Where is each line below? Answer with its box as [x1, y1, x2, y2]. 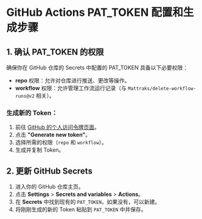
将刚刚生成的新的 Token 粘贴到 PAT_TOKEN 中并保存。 [15, 206, 147, 213]
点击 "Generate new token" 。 [15, 131, 91, 138]
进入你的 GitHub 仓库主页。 [15, 183, 84, 190]
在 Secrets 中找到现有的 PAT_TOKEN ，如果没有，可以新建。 [15, 198, 161, 206]
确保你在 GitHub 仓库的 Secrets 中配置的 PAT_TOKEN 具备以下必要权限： [6, 64, 189, 71]
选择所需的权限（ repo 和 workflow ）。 [15, 139, 108, 146]
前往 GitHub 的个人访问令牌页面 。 [15, 124, 100, 131]
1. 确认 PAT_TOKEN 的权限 [6, 47, 105, 57]
